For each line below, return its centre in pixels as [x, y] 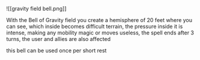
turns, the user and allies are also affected [58, 39]
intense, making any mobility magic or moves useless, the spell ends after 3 [100, 33]
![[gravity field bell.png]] [36, 9]
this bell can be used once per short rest [57, 50]
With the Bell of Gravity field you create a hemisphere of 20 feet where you [99, 20]
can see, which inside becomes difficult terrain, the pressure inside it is [95, 26]
